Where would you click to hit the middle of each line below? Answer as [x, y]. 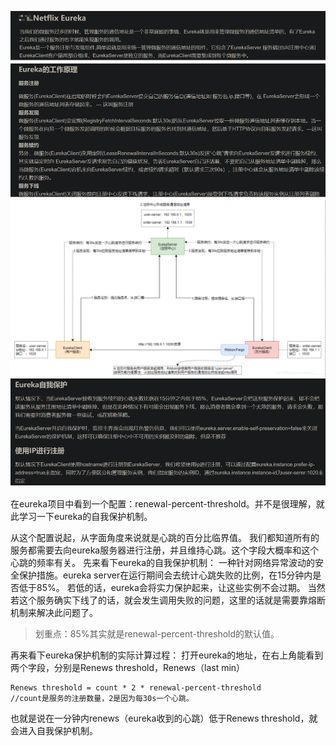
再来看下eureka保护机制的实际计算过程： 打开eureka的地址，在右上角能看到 [167, 655]
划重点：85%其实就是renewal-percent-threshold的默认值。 [157, 634]
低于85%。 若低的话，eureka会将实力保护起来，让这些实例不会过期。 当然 [172, 588]
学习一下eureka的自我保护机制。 [85, 517]
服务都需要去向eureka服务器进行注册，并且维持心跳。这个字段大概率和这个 [165, 550]
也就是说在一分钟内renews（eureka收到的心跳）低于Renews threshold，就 [164, 718]
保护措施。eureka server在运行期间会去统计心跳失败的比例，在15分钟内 [165, 575]
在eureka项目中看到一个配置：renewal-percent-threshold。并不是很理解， [163, 504]
